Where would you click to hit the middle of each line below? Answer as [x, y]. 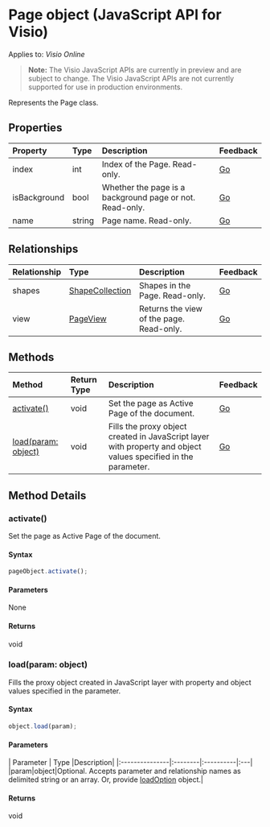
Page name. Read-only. [147, 221]
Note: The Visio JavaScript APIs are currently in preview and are [135, 69]
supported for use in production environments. [105, 87]
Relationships [43, 249]
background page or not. [148, 197]
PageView [88, 318]
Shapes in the [165, 285]
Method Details [47, 496]
